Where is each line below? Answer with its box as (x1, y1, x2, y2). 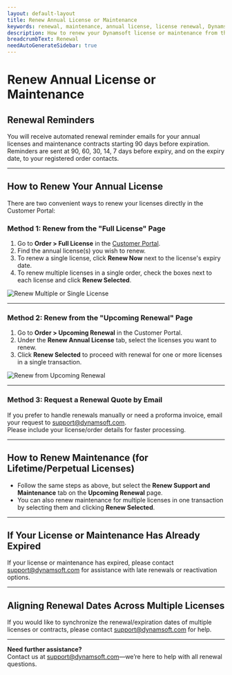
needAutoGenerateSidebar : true (7, 42, 97, 49)
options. (7, 574, 31, 582)
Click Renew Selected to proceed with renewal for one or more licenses (17, 351, 222, 359)
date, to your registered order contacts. (7, 155, 119, 162)
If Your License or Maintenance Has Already (7, 529, 200, 541)
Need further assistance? (7, 645, 82, 654)
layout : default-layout (7, 10, 76, 17)
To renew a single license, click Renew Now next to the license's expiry (17, 254, 221, 262)
